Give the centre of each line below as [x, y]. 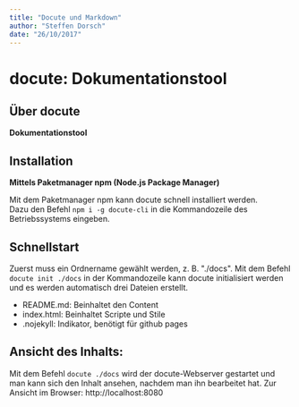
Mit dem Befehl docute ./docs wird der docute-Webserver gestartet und [142, 373]
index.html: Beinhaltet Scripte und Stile [94, 314]
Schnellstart [44, 247]
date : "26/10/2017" [46, 34]
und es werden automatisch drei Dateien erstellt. [99, 288]
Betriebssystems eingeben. [60, 219]
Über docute [45, 111]
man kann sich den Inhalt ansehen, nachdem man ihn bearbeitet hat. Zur [143, 383]
